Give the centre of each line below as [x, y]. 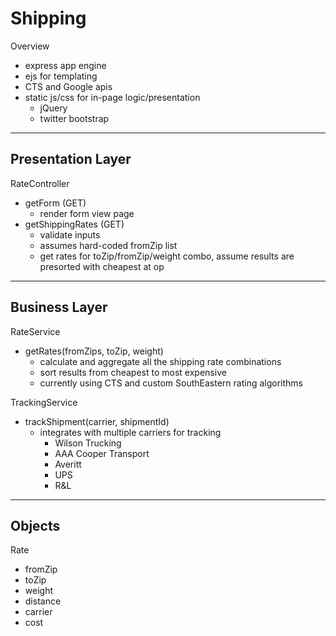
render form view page [87, 213]
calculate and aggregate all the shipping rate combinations [160, 361]
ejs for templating [61, 76]
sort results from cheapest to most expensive [133, 372]
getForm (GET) [55, 203]
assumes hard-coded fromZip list [108, 245]
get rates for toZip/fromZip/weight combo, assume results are [167, 256]
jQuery [53, 108]
